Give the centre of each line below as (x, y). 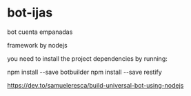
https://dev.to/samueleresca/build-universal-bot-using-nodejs (95, 85)
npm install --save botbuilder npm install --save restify (84, 72)
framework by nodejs (37, 45)
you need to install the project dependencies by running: (87, 58)
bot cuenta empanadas (40, 32)
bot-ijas (30, 13)
